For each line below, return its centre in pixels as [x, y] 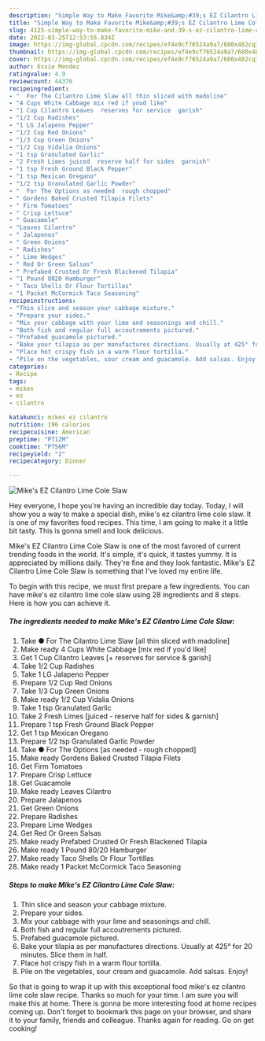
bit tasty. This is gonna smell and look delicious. [86, 531]
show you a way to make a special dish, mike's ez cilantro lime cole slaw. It [130, 514]
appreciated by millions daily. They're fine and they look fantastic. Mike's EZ [132, 563]
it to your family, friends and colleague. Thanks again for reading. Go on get [132, 1021]
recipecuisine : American [50, 432]
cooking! [23, 1028]
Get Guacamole [46, 783]
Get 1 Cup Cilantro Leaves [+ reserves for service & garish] [116, 658]
